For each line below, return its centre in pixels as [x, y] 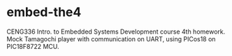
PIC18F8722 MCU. [33, 46]
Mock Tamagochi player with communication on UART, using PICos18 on [111, 38]
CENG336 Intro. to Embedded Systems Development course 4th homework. [116, 31]
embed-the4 [44, 12]
